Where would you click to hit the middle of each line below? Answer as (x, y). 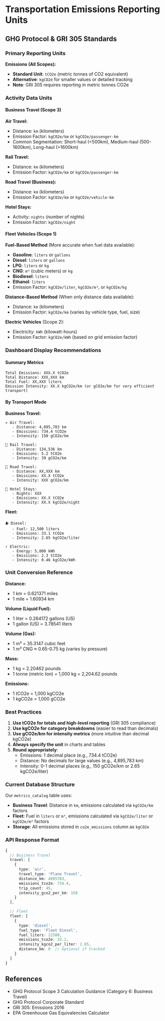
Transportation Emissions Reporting (83, 9)
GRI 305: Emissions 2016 (38, 1007)
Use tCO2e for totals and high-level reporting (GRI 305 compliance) (84, 723)
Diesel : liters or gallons (39, 260)
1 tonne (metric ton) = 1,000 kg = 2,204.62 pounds (65, 674)
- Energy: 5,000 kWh (34, 551)
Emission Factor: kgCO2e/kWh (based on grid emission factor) (75, 337)
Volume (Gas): (21, 634)
